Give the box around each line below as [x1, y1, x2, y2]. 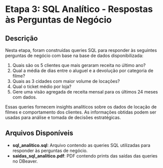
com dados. [12, 94, 37, 100]
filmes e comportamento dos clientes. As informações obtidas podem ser [5, 109, 156, 115]
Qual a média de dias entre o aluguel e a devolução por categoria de [12, 67, 153, 73]
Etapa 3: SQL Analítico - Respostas [5, 3, 153, 15]
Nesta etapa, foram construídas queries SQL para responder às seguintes [5, 47, 157, 53]
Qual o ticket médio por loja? [12, 83, 71, 89]
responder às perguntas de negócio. [12, 147, 88, 153]
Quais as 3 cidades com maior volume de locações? [12, 78, 120, 84]
